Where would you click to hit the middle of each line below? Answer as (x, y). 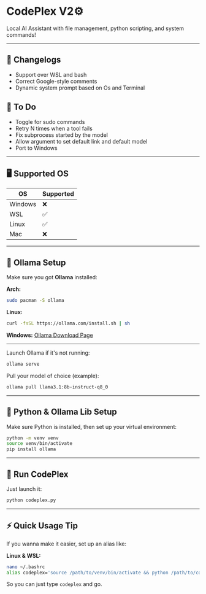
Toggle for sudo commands (50, 121)
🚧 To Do (21, 107)
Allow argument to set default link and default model (81, 141)
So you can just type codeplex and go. (54, 584)
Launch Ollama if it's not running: (48, 353)
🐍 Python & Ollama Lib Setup (62, 412)
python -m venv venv (33, 438)
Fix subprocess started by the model (62, 135)
